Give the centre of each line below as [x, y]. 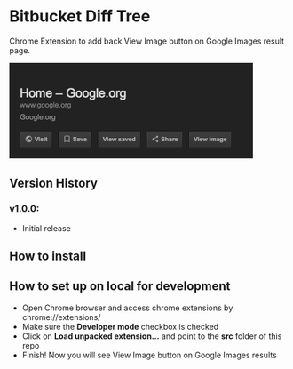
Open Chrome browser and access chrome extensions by [127, 308]
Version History [53, 184]
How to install [48, 257]
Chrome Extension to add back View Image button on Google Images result [147, 41]
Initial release [46, 228]
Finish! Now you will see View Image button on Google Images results [149, 355]
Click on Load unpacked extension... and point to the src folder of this [152, 336]
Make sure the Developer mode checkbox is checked [120, 326]
